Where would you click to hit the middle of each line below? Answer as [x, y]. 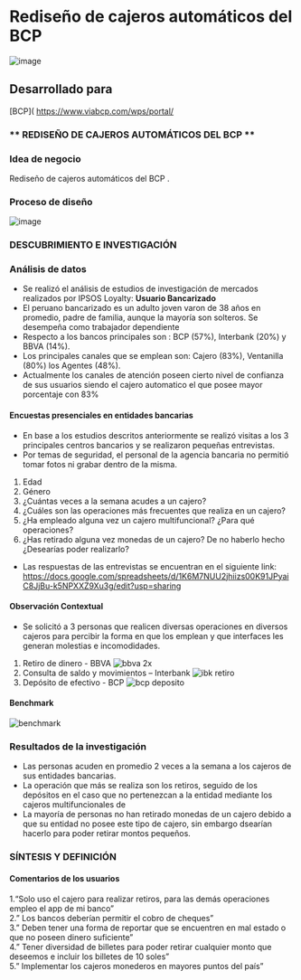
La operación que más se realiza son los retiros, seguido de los [140, 786]
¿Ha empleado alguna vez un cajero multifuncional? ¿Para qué [138, 520]
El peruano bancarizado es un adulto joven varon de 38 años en [141, 308]
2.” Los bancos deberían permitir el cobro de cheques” [112, 918]
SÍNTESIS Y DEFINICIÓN [63, 857]
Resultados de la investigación [78, 747]
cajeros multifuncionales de [74, 805]
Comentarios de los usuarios [65, 878]
